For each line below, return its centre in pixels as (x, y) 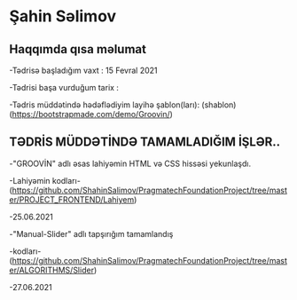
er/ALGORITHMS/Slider (52, 270)
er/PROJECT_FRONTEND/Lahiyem (72, 199)
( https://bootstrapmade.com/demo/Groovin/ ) (91, 114)
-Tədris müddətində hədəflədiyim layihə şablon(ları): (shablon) (123, 105)
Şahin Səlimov (63, 16)
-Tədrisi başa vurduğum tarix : (64, 87)
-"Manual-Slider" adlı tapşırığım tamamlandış (91, 233)
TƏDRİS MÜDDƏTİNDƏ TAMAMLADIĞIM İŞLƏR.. (145, 142)
